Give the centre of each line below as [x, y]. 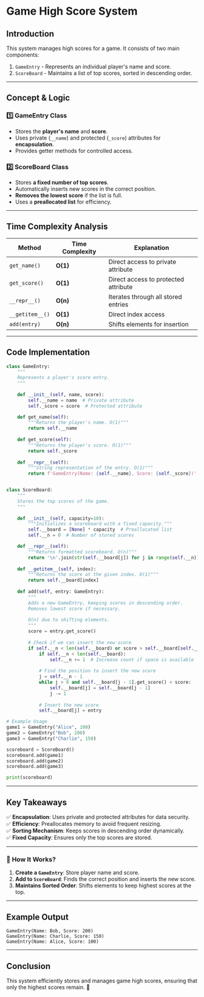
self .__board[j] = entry [70, 711]
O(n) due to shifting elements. [69, 620]
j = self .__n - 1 [61, 677]
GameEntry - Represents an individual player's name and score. [93, 66]
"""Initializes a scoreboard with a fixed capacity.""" [100, 524]
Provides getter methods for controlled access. [74, 151]
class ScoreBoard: [29, 490]
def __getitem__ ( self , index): [57, 569]
